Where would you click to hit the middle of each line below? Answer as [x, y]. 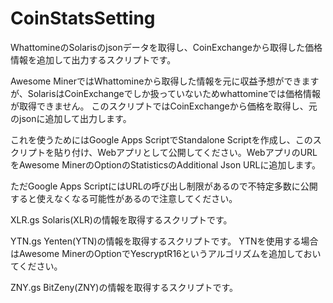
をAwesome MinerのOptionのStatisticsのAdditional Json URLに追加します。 [166, 164]
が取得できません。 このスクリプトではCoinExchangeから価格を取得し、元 [164, 106]
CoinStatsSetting [83, 18]
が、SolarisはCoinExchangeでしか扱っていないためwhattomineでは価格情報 [166, 93]
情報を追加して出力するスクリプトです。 [93, 59]
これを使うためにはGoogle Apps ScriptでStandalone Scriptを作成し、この [161, 139]
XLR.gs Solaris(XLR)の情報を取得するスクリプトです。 [121, 219]
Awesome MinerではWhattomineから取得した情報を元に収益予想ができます [165, 81]
